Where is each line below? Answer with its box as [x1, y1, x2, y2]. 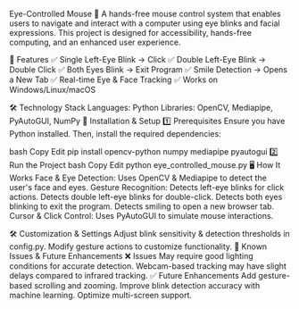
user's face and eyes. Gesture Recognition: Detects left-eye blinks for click [9, 182, 285, 192]
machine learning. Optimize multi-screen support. [9, 290, 193, 300]
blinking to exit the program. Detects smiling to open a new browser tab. [9, 201, 275, 212]
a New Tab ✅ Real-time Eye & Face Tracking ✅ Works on [9, 74, 219, 85]
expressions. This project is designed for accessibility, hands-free [9, 28, 253, 38]
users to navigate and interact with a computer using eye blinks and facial [9, 18, 280, 29]
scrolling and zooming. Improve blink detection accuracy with [34, 280, 261, 290]
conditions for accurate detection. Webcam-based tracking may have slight [9, 261, 287, 271]
